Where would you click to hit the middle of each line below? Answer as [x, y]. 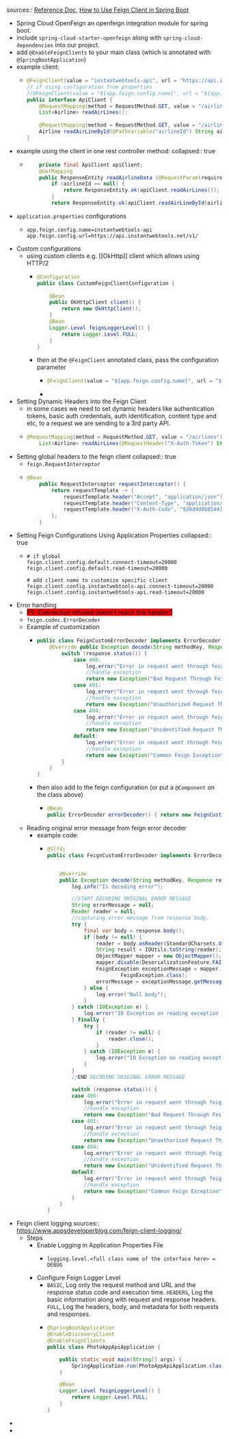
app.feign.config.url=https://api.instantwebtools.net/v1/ [112, 235]
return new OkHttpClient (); [101, 309]
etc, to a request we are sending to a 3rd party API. [98, 423]
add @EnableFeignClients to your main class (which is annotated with [113, 52]
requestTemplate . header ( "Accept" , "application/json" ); [145, 497]
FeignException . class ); [154, 975]
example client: [38, 67]
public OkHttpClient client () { [95, 303]
